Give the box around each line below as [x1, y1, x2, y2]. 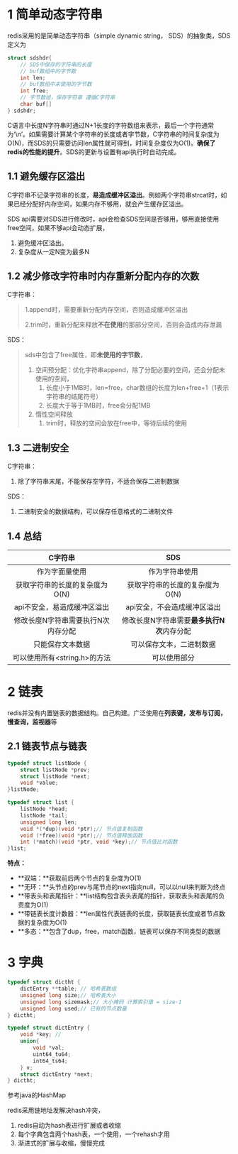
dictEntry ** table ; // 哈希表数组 [20, 985, 117, 992]
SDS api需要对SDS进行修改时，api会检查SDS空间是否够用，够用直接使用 [7, 214, 220, 223]
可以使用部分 [152, 653, 195, 663]
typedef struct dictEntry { [7, 1024, 91, 1032]
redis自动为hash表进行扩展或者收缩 [17, 1121, 122, 1130]
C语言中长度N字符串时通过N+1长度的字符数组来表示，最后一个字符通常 [7, 121, 215, 129]
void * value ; [20, 779, 59, 787]
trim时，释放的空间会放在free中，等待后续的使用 [45, 419, 188, 428]
